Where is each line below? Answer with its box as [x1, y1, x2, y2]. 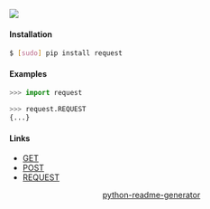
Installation [9, 28, 52, 40]
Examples [9, 68, 48, 79]
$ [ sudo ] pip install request [9, 49, 123, 58]
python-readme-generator [102, 190, 201, 201]
